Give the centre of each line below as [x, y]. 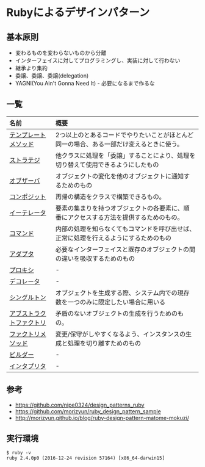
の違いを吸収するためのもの [95, 258]
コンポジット [28, 197]
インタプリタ [28, 366]
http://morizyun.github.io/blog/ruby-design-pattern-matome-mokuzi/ [102, 418]
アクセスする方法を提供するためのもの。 [125, 217]
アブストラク [28, 313]
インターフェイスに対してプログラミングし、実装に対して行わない [98, 60]
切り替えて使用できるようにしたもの [107, 164]
